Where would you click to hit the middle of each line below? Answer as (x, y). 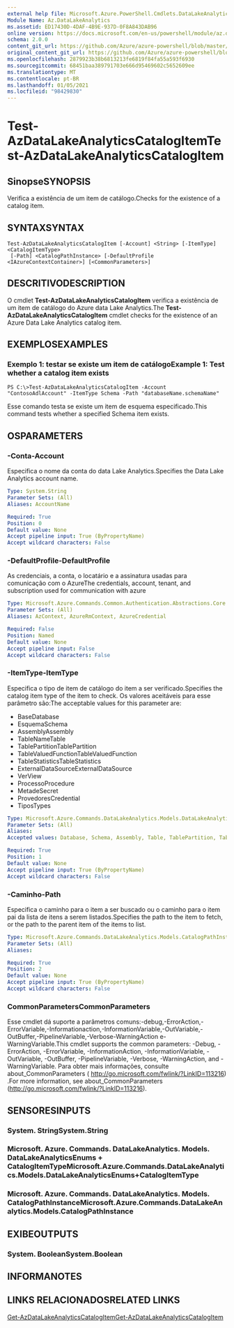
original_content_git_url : (46, 53)
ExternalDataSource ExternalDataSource (75, 768)
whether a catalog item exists (58, 373)
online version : (31, 33)
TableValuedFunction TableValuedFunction (77, 753)
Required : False (31, 629)
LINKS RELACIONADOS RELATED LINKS (94, 1300)
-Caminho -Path (34, 894)
